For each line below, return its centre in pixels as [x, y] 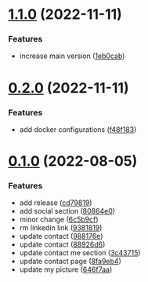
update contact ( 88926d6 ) [62, 244]
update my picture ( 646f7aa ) [66, 269]
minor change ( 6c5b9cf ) [59, 220]
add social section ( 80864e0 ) [67, 211]
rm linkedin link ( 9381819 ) [61, 228]
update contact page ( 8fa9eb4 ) [70, 262]
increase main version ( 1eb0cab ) [72, 56]
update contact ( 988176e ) [61, 236]
